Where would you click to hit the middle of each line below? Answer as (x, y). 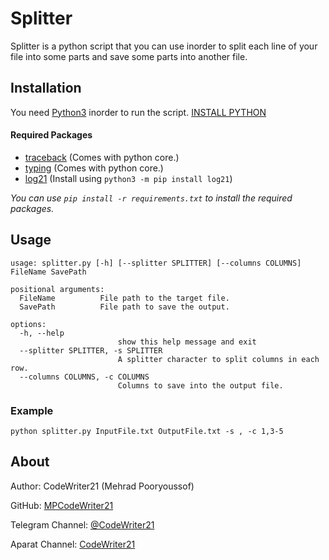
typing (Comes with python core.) (94, 168)
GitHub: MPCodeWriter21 (62, 505)
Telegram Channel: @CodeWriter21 (82, 524)
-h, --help (42, 333)
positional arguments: (57, 289)
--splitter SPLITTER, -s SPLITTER (91, 350)
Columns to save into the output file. (200, 385)
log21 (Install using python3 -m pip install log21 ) (128, 178)
